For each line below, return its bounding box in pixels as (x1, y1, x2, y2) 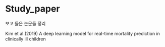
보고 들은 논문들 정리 (5, 20, 46, 26)
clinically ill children (5, 36, 46, 42)
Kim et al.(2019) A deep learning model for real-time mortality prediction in (5, 30, 160, 36)
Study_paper (5, 3, 60, 15)
